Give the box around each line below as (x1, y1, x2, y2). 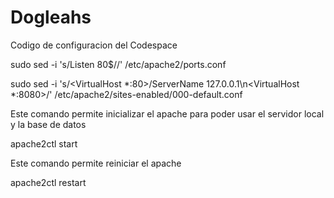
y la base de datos (10, 118, 87, 130)
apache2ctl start (10, 137, 78, 150)
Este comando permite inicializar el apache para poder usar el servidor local (10, 107, 325, 120)
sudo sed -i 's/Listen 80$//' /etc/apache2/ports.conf (10, 58, 227, 70)
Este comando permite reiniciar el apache (10, 157, 182, 169)
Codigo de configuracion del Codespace (10, 39, 178, 51)
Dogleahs (10, 6, 92, 29)
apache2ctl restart (10, 176, 87, 188)
